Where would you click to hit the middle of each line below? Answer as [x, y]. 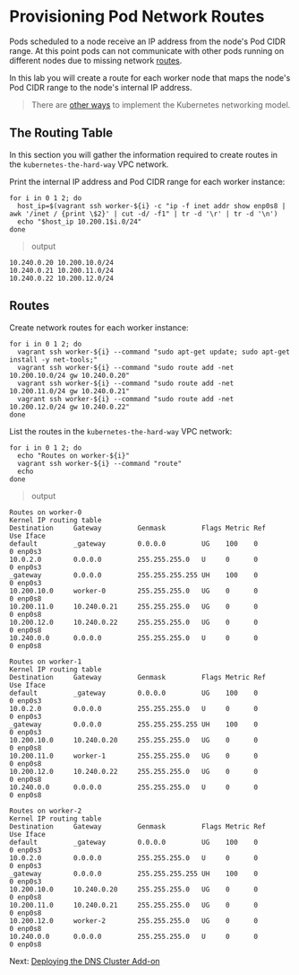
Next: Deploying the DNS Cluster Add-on [85, 961]
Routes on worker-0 [46, 512]
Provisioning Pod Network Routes [137, 17]
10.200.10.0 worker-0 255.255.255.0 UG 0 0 [133, 591]
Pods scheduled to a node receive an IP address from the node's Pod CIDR [148, 41]
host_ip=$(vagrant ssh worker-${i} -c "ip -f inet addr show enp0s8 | [152, 206]
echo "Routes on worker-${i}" [73, 455]
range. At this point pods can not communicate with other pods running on [147, 50]
